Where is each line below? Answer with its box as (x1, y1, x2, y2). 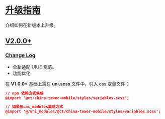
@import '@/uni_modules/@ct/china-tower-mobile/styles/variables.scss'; (5, 109, 161, 114)
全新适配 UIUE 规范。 (12, 63, 57, 70)
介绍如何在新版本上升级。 (5, 22, 58, 28)
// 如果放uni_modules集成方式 (5, 104, 63, 109)
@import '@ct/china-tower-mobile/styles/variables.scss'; (5, 95, 129, 100)
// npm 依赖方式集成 (5, 90, 44, 95)
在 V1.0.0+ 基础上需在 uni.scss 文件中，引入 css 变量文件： (5, 80, 130, 86)
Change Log (5, 52, 36, 59)
